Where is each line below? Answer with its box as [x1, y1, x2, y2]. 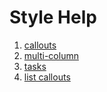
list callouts [23, 71, 71, 83]
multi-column [23, 49, 79, 61]
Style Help [9, 6, 97, 29]
